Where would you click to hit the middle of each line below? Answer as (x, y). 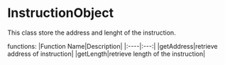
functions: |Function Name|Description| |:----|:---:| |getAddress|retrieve (112, 46)
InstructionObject (61, 13)
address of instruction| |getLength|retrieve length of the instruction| (106, 54)
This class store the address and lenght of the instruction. (92, 32)
